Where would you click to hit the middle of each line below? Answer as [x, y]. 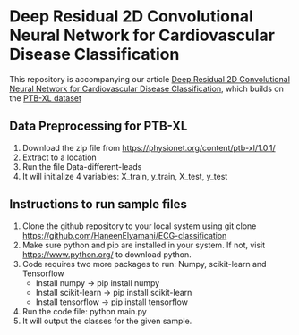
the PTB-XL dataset [46, 98]
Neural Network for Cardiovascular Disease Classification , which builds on [146, 88]
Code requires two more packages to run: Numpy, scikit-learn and [144, 264]
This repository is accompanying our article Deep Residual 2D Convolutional [150, 79]
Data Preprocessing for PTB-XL [98, 126]
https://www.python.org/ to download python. [107, 254]
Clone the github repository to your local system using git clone [139, 226]
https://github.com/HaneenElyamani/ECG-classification [124, 235]
